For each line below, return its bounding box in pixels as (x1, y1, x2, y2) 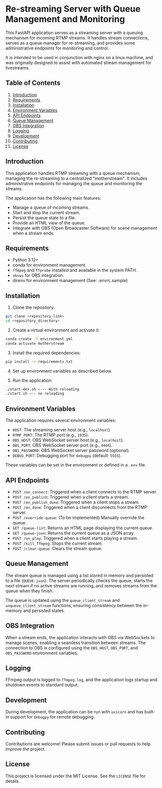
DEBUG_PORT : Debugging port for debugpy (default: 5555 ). (12, 453, 122, 458)
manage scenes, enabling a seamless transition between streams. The (5, 640, 146, 646)
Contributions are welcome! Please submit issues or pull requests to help (5, 741, 151, 747)
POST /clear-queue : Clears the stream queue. (12, 545, 103, 551)
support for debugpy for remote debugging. (10, 714, 95, 720)
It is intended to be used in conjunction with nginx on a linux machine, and (5, 54, 153, 60)
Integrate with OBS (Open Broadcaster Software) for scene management (12, 225, 158, 231)
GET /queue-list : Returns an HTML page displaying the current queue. (12, 525, 154, 531)
